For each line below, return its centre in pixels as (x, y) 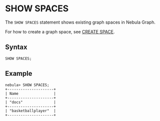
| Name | (31, 93)
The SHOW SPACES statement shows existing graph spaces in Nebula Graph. (80, 22)
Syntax (16, 47)
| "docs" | (31, 102)
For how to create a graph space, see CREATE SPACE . (60, 31)
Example (19, 74)
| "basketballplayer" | (31, 111)
